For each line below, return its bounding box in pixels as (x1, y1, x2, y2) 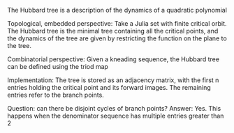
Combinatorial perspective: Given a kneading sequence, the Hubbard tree (7, 55, 220, 63)
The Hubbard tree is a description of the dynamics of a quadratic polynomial (7, 6, 227, 14)
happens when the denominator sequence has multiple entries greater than (7, 111, 224, 120)
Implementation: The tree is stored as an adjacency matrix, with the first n (7, 76, 219, 84)
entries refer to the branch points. (7, 91, 105, 99)
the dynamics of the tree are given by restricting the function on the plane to (7, 34, 227, 42)
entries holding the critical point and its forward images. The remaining (7, 84, 211, 91)
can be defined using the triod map (7, 63, 108, 70)
